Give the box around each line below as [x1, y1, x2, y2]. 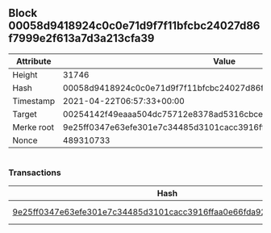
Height [12, 69, 38, 80]
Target [12, 108, 38, 119]
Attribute [15, 56, 52, 67]
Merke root [12, 121, 55, 132]
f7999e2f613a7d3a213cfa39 [8, 31, 155, 45]
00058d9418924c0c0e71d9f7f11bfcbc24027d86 [8, 19, 261, 33]
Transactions [8, 167, 62, 178]
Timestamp [12, 95, 56, 106]
